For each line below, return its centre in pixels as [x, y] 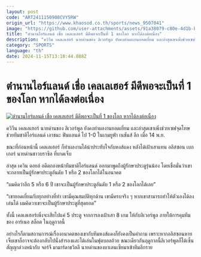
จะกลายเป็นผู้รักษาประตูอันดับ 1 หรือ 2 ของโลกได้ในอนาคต [64, 172]
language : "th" [25, 51]
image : [14, 28]
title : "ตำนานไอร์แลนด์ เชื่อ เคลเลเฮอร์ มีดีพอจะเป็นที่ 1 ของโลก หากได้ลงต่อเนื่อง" [84, 34]
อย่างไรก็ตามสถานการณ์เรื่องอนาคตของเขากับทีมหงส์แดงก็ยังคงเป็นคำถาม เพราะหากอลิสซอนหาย [99, 234]
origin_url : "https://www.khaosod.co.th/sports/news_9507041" [85, 23]
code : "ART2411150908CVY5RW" [42, 17]
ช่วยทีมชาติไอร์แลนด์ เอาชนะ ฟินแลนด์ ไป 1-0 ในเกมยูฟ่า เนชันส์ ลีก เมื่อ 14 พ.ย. [86, 135]
